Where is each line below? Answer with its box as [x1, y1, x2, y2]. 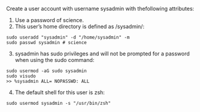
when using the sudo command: [14, 57, 95, 63]
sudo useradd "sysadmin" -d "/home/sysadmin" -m [6, 35, 130, 41]
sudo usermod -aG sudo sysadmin [6, 68, 87, 74]
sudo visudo [6, 73, 36, 79]
